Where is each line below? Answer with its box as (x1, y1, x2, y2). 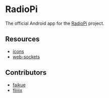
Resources (5, 35, 40, 43)
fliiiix (12, 87, 23, 93)
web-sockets (12, 54, 40, 60)
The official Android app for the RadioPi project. (5, 20, 104, 26)
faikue (12, 82, 26, 88)
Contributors (5, 68, 47, 77)
